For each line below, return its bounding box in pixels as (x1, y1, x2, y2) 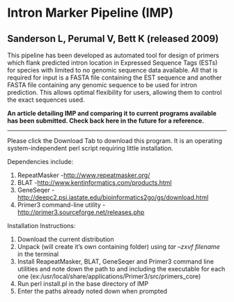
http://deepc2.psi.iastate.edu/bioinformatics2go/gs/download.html (17, 193, 209, 202)
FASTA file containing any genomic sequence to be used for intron (7, 81, 197, 89)
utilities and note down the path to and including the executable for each (17, 265, 226, 273)
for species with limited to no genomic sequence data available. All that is (7, 66, 218, 74)
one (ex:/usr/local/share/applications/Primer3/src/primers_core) (17, 272, 201, 280)
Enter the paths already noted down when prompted (17, 287, 168, 295)
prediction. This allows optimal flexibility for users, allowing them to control (7, 89, 222, 96)
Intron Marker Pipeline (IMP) (7, 5, 174, 21)
